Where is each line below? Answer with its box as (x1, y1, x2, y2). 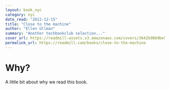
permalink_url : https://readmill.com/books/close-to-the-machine (5, 40, 146, 46)
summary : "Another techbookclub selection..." (5, 31, 105, 36)
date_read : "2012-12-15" (5, 17, 58, 22)
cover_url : (5, 36, 28, 41)
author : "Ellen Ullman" (5, 26, 56, 31)
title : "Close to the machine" (5, 21, 71, 27)
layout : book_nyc (5, 7, 42, 13)
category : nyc (5, 12, 35, 17)
